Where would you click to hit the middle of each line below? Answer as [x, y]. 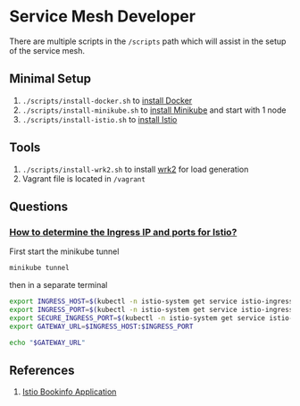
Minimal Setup [50, 79]
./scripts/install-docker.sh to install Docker [107, 100]
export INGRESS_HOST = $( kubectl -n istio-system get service [124, 301]
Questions [39, 206]
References [42, 370]
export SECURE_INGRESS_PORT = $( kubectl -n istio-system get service [137, 318]
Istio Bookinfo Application [69, 392]
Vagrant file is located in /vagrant [83, 178]
